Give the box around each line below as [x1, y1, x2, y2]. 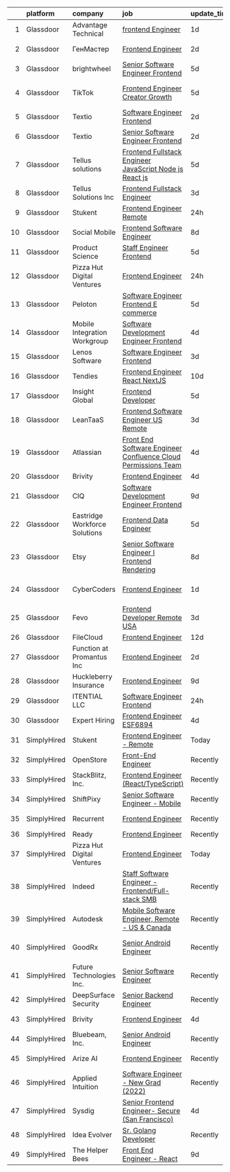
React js [122, 173, 149, 182]
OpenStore [72, 755, 107, 764]
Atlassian [72, 448, 102, 457]
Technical [72, 29, 104, 38]
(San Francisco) [122, 1114, 174, 1124]
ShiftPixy [72, 795, 101, 803]
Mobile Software [122, 906, 176, 915]
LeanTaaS [72, 415, 104, 424]
